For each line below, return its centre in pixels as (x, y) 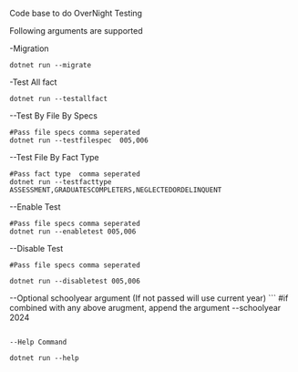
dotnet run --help (44, 358)
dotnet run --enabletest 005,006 (73, 232)
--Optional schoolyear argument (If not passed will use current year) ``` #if (149, 298)
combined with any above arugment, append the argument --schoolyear (145, 308)
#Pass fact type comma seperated (75, 174)
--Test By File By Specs (54, 116)
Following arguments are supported (76, 31)
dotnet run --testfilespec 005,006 (79, 140)
